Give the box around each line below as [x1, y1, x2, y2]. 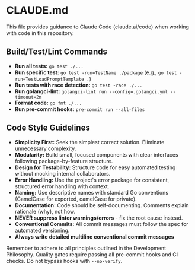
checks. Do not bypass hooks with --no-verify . [6, 257, 123, 264]
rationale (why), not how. [14, 208, 76, 215]
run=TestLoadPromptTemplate [14, 76, 84, 82]
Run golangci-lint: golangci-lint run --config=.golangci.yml [14, 87, 168, 95]
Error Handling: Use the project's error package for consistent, [14, 176, 170, 183]
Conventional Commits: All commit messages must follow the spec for [14, 220, 188, 227]
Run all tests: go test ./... [14, 62, 84, 69]
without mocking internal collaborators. [14, 170, 111, 177]
